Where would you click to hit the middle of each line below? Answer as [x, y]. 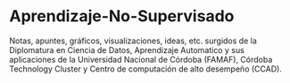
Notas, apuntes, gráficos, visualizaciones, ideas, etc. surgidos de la [133, 41]
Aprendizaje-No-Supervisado [122, 16]
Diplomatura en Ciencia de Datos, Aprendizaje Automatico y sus [127, 49]
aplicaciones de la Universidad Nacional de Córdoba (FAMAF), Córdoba [141, 59]
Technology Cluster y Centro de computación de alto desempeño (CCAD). [146, 69]
